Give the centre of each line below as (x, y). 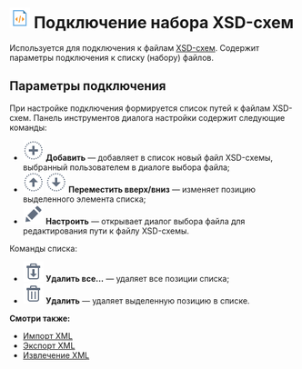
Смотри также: (40, 318)
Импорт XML (47, 335)
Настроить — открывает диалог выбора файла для (145, 221)
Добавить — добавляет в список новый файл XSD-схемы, (159, 157)
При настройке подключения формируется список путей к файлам (140, 108)
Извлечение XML (56, 355)
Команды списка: (43, 248)
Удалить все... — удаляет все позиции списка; (137, 278)
